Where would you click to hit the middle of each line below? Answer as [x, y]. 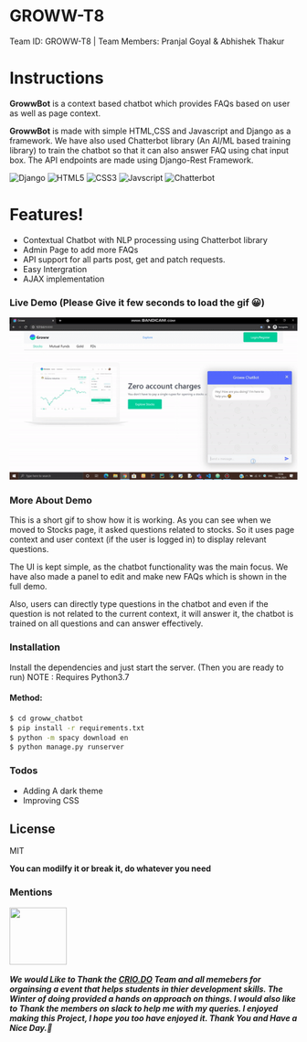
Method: [26, 698]
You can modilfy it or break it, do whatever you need [111, 868]
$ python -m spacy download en [69, 738]
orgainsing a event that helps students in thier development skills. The [146, 989]
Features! [47, 215]
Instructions [57, 78]
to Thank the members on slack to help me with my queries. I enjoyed [144, 1008]
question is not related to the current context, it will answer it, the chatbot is [152, 614]
